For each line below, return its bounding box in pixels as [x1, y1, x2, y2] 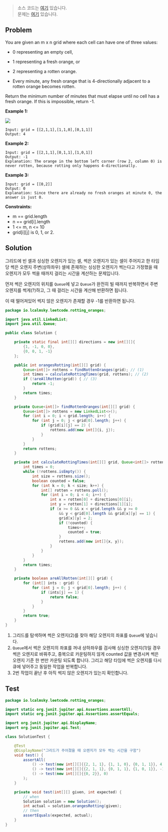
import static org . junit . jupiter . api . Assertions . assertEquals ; [5, 711, 140, 717]
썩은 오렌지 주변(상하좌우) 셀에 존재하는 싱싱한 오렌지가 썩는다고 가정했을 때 [10, 264, 158, 270]
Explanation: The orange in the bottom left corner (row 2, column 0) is [5, 159, 162, 164]
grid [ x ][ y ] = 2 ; [58, 515, 93, 520]
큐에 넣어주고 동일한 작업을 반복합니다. [12, 663, 87, 669]
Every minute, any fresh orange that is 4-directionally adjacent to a [12, 78, 150, 84]
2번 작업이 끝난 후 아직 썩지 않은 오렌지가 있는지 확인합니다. [12, 670, 128, 676]
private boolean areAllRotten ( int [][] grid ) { [14, 576, 113, 581]
